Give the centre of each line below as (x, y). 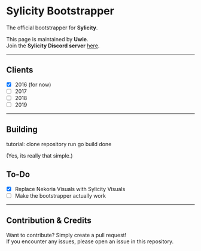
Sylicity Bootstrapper (60, 11)
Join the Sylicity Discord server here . (53, 46)
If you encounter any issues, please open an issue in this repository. (90, 241)
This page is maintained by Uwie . (47, 39)
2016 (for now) (33, 84)
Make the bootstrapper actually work (60, 195)
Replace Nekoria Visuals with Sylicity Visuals (70, 189)
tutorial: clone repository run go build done (59, 144)
